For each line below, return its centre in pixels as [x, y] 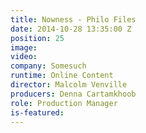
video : [24, 57]
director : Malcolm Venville [69, 85]
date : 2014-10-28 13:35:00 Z [71, 29]
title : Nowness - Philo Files [73, 19]
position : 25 [37, 38]
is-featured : [37, 112]
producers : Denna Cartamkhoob [73, 94]
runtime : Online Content [62, 76]
